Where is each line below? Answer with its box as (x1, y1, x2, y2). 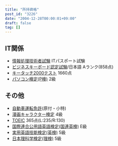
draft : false (5, 20, 31, 26)
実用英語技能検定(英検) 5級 (12, 129, 66, 135)
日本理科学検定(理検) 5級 (12, 135, 62, 141)
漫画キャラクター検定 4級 (12, 111, 63, 117)
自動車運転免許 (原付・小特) (12, 105, 67, 111)
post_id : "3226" (5, 12, 38, 16)
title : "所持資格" (5, 7, 40, 12)
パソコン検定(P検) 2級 (12, 76, 56, 82)
